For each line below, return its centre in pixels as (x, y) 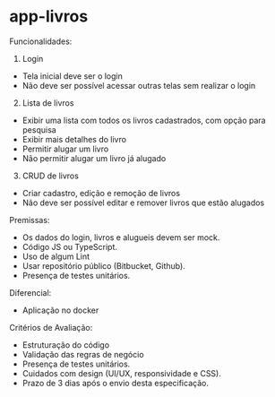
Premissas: (30, 220)
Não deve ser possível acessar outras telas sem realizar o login (139, 85)
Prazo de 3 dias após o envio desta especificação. (115, 383)
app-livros (49, 17)
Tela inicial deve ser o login (73, 76)
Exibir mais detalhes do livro (74, 139)
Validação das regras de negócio (83, 354)
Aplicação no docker (60, 310)
